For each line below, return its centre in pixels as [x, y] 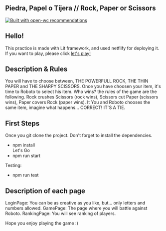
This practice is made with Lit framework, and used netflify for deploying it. [82, 48]
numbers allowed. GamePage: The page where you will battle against [76, 208]
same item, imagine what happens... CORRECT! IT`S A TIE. [65, 107]
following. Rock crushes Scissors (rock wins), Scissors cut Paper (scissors [82, 97]
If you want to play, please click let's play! [48, 53]
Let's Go [21, 150]
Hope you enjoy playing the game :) [42, 223]
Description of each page [45, 191]
